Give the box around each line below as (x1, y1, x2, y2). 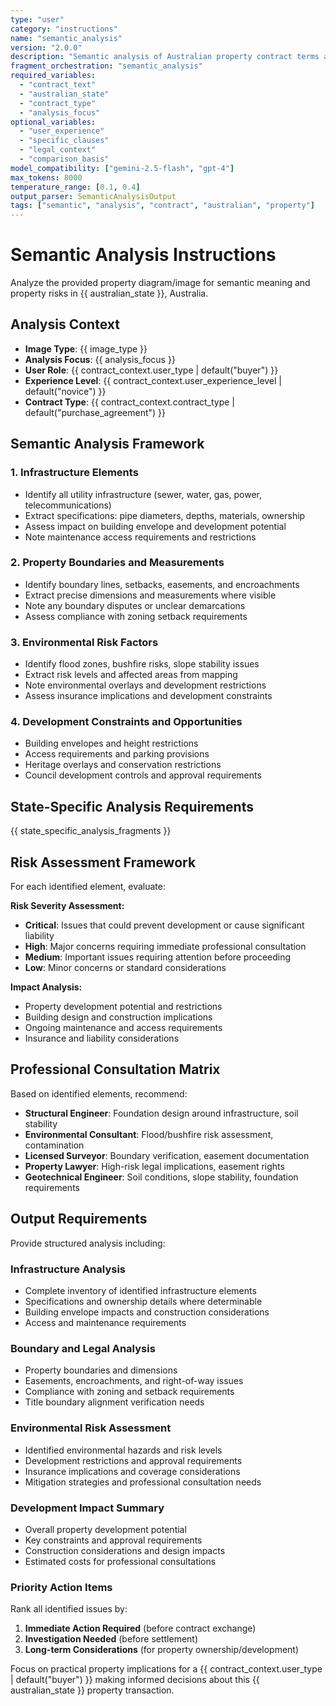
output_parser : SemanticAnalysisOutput (10, 191, 177, 201)
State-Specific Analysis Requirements (10, 798, 254, 815)
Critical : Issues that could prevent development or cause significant (24, 919, 305, 931)
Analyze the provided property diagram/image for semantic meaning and (10, 277, 311, 289)
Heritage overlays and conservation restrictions (24, 759, 222, 771)
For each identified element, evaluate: (10, 881, 166, 893)
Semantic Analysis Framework (10, 436, 205, 453)
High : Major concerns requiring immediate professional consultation (24, 941, 307, 953)
